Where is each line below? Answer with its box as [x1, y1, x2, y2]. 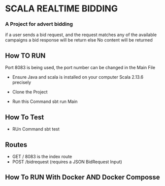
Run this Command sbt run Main [12, 98, 78, 104]
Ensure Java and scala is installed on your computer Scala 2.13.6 [12, 74, 144, 80]
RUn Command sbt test [12, 126, 60, 132]
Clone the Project [12, 89, 48, 95]
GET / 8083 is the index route [12, 153, 72, 159]
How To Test [5, 113, 44, 121]
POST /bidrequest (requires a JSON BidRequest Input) [12, 159, 122, 165]
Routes [5, 140, 28, 149]
